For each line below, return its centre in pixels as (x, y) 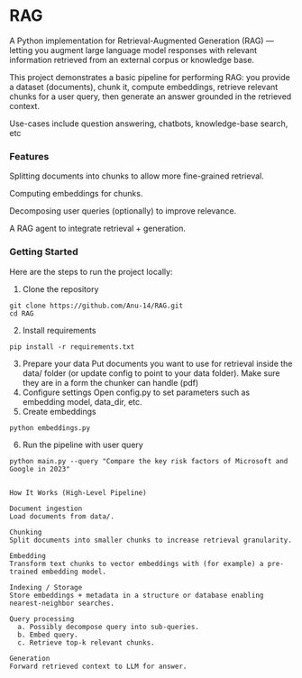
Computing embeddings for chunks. (76, 194)
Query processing (42, 618)
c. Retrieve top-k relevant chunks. (86, 642)
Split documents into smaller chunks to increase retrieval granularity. (151, 540)
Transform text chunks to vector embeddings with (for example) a (137, 563)
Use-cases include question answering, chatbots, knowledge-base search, (149, 124)
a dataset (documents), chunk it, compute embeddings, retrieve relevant (144, 87)
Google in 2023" (40, 469)
